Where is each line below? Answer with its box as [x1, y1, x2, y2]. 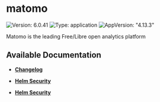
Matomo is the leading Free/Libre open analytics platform [6, 33, 146, 40]
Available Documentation [6, 50, 102, 60]
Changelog [14, 66, 43, 73]
